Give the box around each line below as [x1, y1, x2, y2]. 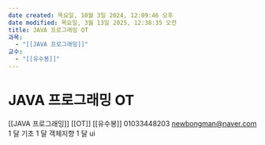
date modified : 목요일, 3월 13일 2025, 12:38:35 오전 [8, 19, 177, 27]
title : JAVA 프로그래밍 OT [8, 26, 89, 34]
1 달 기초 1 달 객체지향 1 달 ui [8, 129, 96, 138]
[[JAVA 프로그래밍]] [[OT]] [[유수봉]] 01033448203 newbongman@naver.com [8, 118, 257, 128]
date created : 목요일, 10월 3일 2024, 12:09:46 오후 [8, 11, 174, 20]
